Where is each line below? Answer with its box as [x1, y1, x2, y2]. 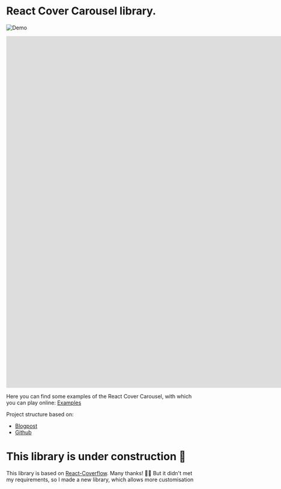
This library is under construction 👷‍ [6, 450, 186, 463]
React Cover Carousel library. [6, 4, 156, 18]
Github [14, 428, 32, 436]
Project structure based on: [6, 410, 74, 418]
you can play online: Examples [6, 399, 82, 406]
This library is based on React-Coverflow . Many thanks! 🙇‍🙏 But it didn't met [6, 469, 193, 476]
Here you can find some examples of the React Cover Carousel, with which [6, 392, 192, 400]
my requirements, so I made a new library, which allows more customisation [6, 476, 194, 483]
